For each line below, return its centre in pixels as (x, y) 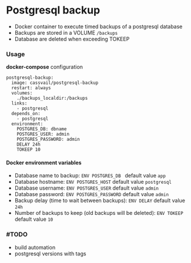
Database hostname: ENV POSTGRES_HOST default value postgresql (93, 182)
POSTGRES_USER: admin (43, 134)
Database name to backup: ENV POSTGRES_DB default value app (90, 176)
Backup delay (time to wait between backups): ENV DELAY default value (100, 201)
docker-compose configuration (45, 67)
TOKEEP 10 (29, 150)
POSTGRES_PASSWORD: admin (48, 139)
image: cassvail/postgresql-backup (55, 83)
